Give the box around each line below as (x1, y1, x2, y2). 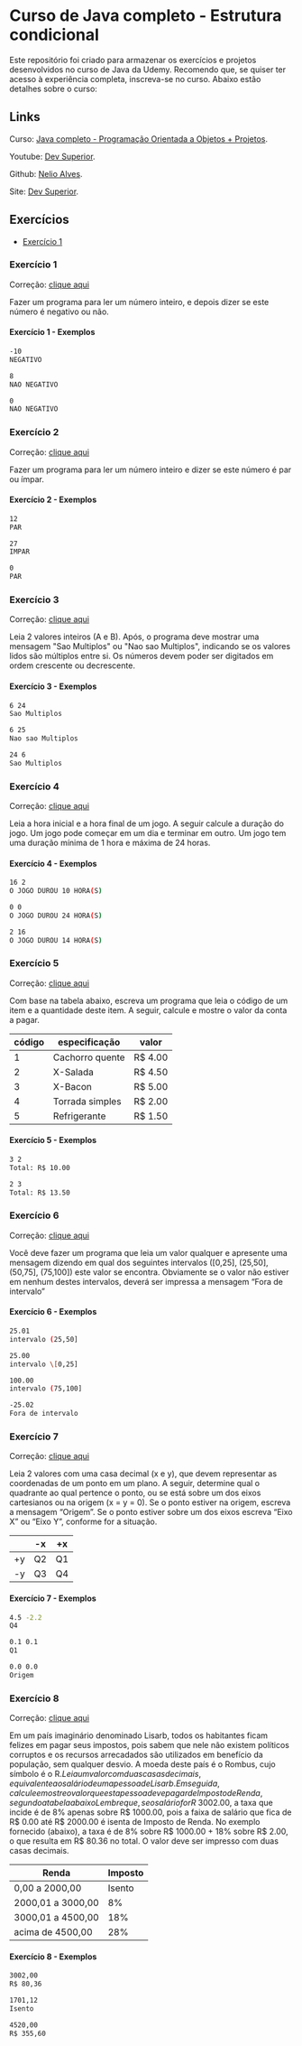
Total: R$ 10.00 (9, 1163, 70, 1172)
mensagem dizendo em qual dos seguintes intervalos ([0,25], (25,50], (9, 1257, 269, 1268)
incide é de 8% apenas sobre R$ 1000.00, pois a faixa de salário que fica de (9, 1807, 292, 1818)
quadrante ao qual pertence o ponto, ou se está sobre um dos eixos (9, 1487, 261, 1499)
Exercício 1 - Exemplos (9, 327, 96, 338)
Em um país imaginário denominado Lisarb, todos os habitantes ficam (9, 1730, 269, 1741)
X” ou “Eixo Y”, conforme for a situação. (9, 1516, 158, 1527)
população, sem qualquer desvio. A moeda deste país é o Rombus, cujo (9, 1759, 277, 1770)
